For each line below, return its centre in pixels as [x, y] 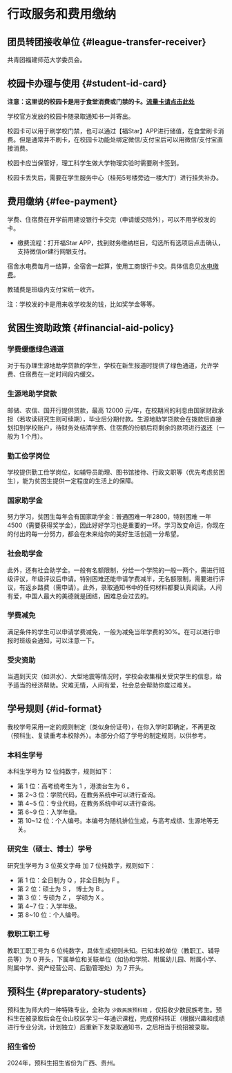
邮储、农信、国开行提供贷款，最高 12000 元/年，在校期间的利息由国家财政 [113, 410]
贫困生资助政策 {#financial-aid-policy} [91, 328]
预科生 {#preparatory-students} [77, 992]
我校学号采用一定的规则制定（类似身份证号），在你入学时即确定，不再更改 [112, 727]
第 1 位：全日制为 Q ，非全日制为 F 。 [70, 880]
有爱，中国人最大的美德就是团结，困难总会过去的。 [80, 596]
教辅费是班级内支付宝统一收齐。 [52, 289]
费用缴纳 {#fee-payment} [62, 201]
